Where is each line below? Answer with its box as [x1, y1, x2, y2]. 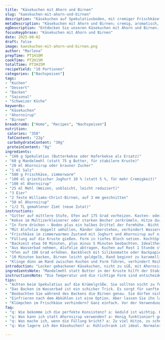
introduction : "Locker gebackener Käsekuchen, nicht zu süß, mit [5, 264, 141, 269]
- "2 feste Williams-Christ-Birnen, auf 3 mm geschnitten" [5, 195, 129, 200]
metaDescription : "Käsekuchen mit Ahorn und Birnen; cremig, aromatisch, [5, 21, 160, 26]
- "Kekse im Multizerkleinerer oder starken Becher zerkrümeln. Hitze [5, 218, 153, 223]
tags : [5, 76, 16, 81]
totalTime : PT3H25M [5, 62, 45, 67]
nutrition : [5, 126, 27, 131]
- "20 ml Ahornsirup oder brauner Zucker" [5, 163, 93, 168]
